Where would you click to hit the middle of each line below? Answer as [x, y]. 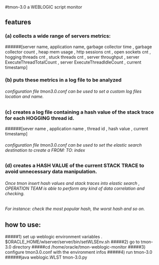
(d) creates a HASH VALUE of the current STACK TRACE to [75, 166]
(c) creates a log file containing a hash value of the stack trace [79, 112]
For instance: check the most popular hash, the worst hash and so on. [75, 209]
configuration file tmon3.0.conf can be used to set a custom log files [73, 91]
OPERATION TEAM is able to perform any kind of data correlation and [75, 188]
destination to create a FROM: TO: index [45, 150]
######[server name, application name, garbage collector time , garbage [79, 47]
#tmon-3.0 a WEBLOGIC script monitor [43, 7]
